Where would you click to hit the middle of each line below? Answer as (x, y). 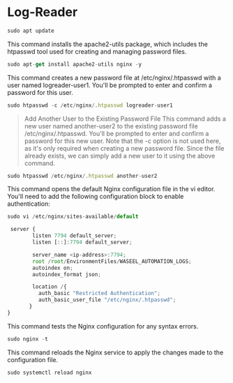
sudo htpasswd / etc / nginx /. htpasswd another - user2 (82, 176)
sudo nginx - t (28, 339)
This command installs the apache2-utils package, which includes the (107, 44)
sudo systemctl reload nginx (50, 373)
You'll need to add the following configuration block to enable (96, 197)
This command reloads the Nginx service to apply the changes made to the (115, 352)
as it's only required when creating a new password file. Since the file (124, 148)
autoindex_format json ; (67, 274)
